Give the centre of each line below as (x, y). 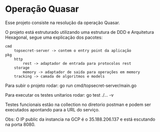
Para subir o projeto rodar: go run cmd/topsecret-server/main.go (71, 85)
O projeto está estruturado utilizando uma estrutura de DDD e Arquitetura (80, 32)
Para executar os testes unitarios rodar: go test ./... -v (60, 95)
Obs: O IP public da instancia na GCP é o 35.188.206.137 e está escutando (80, 119)
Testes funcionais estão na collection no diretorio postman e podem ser (78, 105)
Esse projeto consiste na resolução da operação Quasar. (62, 23)
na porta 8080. (20, 124)
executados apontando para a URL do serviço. (52, 109)
